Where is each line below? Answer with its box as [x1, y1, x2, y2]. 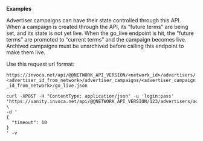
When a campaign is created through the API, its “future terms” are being [6, 23, 188, 30]
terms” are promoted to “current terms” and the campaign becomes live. [6, 36, 187, 43]
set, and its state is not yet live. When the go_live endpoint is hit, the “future [6, 30, 195, 37]
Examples [6, 5, 32, 12]
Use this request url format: [6, 60, 75, 67]
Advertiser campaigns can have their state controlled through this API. [6, 17, 181, 23]
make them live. [6, 49, 46, 56]
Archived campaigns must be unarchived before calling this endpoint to [6, 42, 184, 49]
